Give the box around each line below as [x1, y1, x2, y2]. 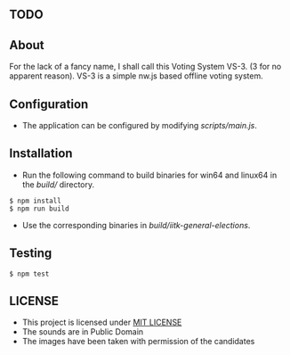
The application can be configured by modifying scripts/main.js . [21, 120, 258, 131]
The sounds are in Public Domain [21, 326, 144, 337]
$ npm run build [9, 204, 69, 213]
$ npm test [9, 269, 50, 278]
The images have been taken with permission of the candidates [21, 336, 255, 347]
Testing [9, 245, 52, 261]
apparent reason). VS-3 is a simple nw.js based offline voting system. [9, 70, 264, 81]
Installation [9, 146, 73, 161]
